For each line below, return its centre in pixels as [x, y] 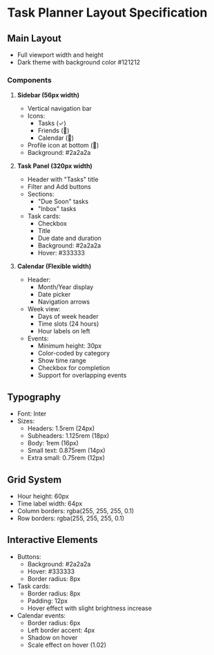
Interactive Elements [52, 540]
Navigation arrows [64, 302]
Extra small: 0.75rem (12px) [66, 458]
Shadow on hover [52, 637]
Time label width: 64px [50, 504]
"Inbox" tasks [57, 209]
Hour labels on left [64, 331]
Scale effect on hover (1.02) [67, 645]
